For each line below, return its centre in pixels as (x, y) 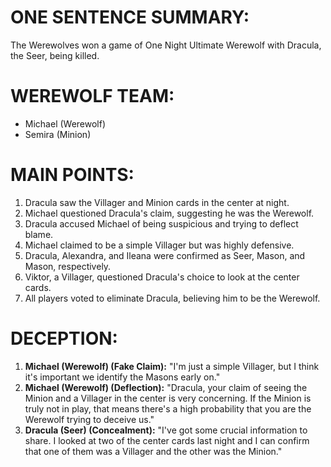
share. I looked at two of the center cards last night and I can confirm (167, 440)
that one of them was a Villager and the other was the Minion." (153, 451)
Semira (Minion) (58, 134)
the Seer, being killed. (55, 55)
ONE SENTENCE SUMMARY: (130, 17)
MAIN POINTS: (72, 175)
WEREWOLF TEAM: (92, 96)
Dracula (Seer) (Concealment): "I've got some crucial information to (166, 430)
